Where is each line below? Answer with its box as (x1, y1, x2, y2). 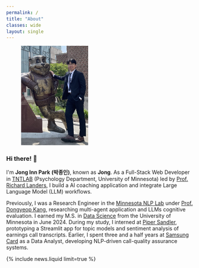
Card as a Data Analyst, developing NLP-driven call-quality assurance (6, 238, 178, 245)
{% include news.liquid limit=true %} (6, 255, 97, 263)
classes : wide (6, 22, 42, 28)
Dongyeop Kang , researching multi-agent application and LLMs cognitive (6, 206, 186, 213)
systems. (6, 244, 29, 251)
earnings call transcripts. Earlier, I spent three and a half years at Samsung (6, 231, 189, 238)
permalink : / (6, 10, 39, 15)
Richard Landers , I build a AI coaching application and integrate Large (6, 182, 178, 189)
